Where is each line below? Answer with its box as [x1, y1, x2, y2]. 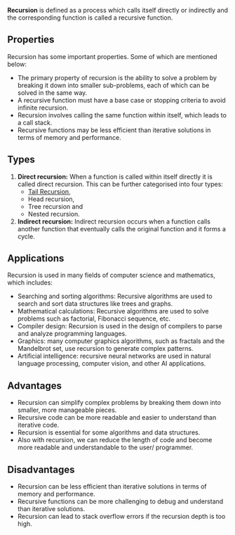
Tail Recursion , [27, 187, 72, 195]
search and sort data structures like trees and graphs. [17, 299, 173, 308]
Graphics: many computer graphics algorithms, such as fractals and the [17, 337, 225, 345]
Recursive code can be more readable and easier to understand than [17, 413, 217, 422]
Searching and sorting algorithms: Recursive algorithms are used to [17, 292, 213, 301]
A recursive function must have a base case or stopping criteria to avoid [17, 96, 226, 104]
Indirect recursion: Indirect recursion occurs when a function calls [17, 217, 210, 226]
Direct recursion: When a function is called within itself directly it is [17, 172, 213, 181]
